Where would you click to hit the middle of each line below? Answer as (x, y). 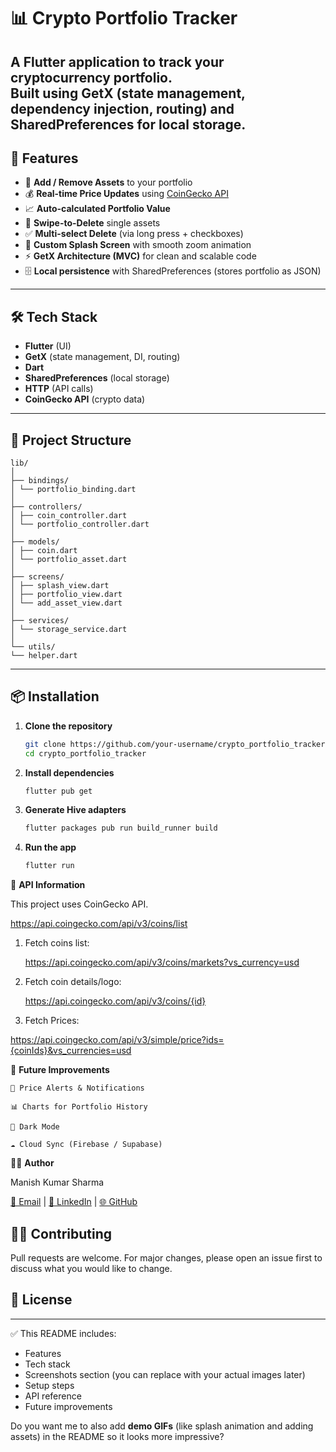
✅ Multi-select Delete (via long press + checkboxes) (134, 234)
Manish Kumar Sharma (57, 1182)
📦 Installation (55, 696)
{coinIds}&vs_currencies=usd (71, 1051)
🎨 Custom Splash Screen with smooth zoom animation (138, 245)
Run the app (50, 847)
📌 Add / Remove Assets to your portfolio (108, 182)
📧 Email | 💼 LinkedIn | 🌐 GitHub (74, 1202)
